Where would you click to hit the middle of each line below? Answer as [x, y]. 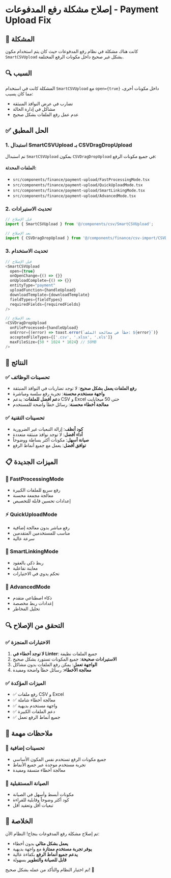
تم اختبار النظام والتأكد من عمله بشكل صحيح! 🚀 [50, 869]
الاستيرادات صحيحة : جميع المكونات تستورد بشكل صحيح [65, 659]
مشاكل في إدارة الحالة [34, 109]
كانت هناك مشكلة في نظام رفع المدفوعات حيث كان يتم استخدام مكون [72, 51]
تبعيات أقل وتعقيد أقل [33, 806]
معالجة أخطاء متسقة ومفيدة [39, 770]
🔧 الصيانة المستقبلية [27, 783]
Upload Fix [28, 20]
